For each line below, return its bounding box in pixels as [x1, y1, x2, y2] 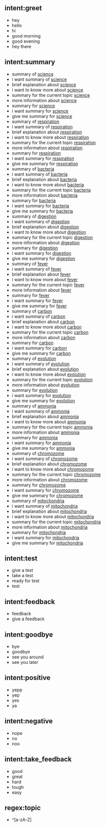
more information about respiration [11, 145, 83, 151]
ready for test [11, 578, 40, 584]
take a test [11, 573, 34, 579]
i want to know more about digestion [11, 229, 86, 235]
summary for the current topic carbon [11, 329, 89, 335]
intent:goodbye [4, 630, 53, 639]
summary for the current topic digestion [11, 234, 93, 240]
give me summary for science [11, 113, 72, 119]
